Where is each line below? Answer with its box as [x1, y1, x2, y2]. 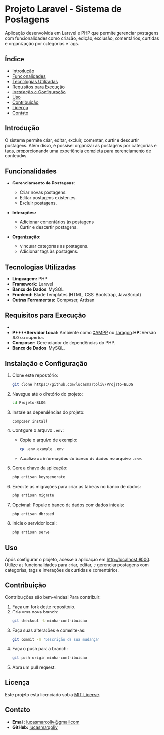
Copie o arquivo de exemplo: [19, 437, 78, 443]
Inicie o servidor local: [12, 520, 57, 526]
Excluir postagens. [19, 200, 57, 206]
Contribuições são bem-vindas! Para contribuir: [5, 594, 101, 600]
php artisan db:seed [12, 512, 54, 517]
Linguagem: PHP [12, 276, 47, 282]
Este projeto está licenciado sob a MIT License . [5, 691, 100, 697]
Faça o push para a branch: [12, 646, 68, 652]
